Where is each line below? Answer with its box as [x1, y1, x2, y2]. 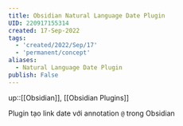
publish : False [8, 71, 59, 79]
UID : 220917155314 [8, 19, 69, 27]
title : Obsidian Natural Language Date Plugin [8, 11, 165, 20]
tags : [8, 33, 26, 42]
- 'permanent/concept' [15, 49, 91, 57]
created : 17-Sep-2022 [8, 26, 80, 34]
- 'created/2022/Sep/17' [15, 41, 98, 49]
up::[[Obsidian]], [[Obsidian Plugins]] [8, 93, 130, 102]
